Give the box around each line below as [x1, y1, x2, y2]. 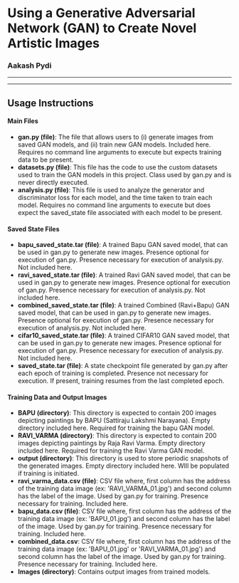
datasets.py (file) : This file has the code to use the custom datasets [17, 163, 218, 172]
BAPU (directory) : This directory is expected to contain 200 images [17, 409, 217, 417]
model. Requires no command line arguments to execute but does [17, 201, 211, 209]
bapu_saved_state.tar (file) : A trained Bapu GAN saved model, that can [17, 241, 228, 249]
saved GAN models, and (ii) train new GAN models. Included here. [17, 140, 211, 149]
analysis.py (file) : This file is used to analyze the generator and [17, 186, 205, 194]
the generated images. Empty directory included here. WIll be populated [17, 461, 230, 471]
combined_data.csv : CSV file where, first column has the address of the [17, 537, 231, 546]
